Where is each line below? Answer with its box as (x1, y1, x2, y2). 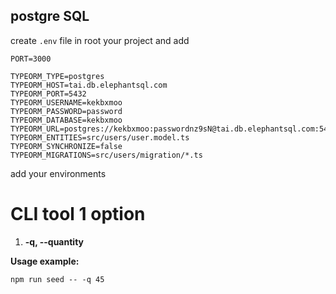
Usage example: (10, 255, 80, 267)
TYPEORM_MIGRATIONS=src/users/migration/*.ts (10, 150, 203, 160)
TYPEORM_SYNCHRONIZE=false (10, 141, 123, 151)
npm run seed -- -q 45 (10, 274, 105, 284)
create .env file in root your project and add (10, 34, 190, 46)
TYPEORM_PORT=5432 (10, 89, 87, 99)
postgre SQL (10, 8, 90, 25)
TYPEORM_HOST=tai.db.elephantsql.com (10, 80, 168, 90)
